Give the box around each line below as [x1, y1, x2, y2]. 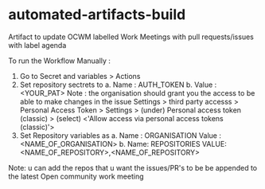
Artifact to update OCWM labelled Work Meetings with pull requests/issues [8, 32, 255, 41]
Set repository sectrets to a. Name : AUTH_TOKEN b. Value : [19, 80, 217, 89]
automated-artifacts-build [8, 6, 186, 24]
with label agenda [8, 40, 67, 49]
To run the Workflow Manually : [8, 56, 111, 65]
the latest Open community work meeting [8, 171, 145, 181]
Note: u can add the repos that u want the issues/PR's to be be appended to [8, 163, 258, 172]
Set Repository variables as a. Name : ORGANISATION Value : [19, 130, 221, 140]
